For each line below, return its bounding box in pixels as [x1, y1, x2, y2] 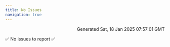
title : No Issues [5, 7, 42, 13]
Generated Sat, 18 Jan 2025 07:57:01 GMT [76, 26, 165, 32]
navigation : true [5, 12, 42, 17]
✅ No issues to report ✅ [5, 36, 56, 42]
